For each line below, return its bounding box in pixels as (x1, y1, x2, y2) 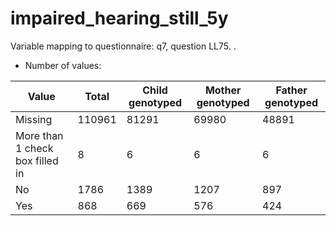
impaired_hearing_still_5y (10, 7, 229, 30)
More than (15, 128, 64, 142)
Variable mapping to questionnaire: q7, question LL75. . (10, 40, 237, 52)
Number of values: (24, 59, 102, 71)
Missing (15, 112, 53, 126)
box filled (15, 153, 59, 167)
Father (275, 83, 308, 97)
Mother (204, 83, 242, 97)
